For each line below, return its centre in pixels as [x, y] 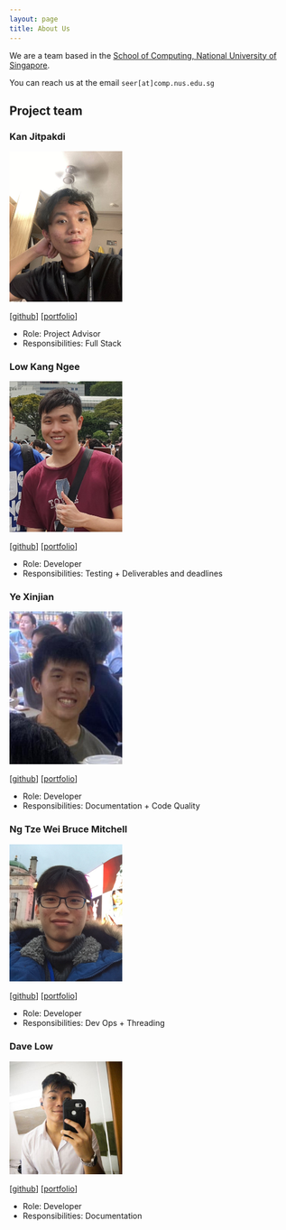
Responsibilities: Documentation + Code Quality [111, 806]
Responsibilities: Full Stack [72, 343]
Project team [46, 111]
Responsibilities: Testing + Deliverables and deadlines [122, 573]
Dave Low [32, 1047]
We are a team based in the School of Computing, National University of [143, 55]
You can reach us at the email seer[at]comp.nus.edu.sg [112, 82]
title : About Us [40, 28]
